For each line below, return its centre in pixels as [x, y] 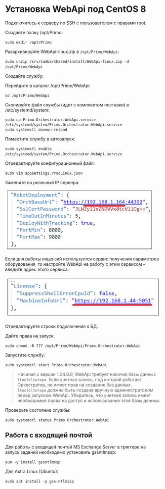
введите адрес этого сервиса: [37, 269]
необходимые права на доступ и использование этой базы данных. [89, 400]
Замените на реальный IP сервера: [42, 182]
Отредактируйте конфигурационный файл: [50, 163]
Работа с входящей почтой [49, 435]
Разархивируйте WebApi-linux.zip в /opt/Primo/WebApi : [62, 51]
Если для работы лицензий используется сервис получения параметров [82, 259]
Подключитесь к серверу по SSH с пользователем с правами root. [76, 23]
